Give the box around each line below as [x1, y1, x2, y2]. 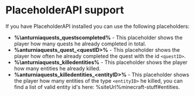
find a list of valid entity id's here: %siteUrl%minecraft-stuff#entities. [13, 83, 180, 90]
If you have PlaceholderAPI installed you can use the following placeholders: [5, 23, 190, 30]
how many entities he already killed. [13, 65, 101, 72]
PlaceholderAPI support [5, 3, 124, 17]
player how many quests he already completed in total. [13, 40, 146, 47]
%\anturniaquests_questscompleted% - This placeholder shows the [13, 34, 183, 41]
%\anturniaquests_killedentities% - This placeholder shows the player [13, 59, 188, 66]
